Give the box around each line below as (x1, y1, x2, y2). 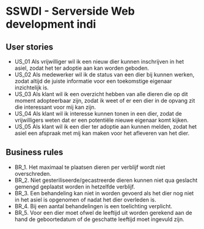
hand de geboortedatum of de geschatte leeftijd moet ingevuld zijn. (14, 216, 184, 223)
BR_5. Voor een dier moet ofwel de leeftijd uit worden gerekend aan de (14, 209, 192, 216)
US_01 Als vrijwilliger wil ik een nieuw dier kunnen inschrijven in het (14, 58, 184, 65)
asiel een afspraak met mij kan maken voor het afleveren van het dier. (14, 130, 190, 137)
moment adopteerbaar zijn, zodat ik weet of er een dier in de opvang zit (14, 97, 195, 104)
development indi (5, 17, 97, 31)
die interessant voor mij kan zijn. (14, 103, 96, 111)
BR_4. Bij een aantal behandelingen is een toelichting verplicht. (14, 202, 172, 209)
